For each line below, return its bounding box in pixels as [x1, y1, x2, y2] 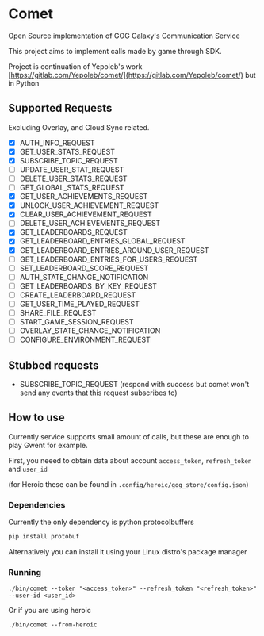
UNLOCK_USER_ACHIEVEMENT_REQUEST [19, 201, 159, 210]
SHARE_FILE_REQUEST [19, 308, 97, 317]
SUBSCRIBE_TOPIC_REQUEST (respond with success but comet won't [19, 380, 250, 389]
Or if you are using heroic [8, 606, 91, 615]
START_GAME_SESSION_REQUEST [19, 317, 134, 326]
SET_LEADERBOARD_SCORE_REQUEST [19, 263, 149, 273]
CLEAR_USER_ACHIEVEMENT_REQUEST [19, 209, 152, 219]
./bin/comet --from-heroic [8, 621, 98, 629]
